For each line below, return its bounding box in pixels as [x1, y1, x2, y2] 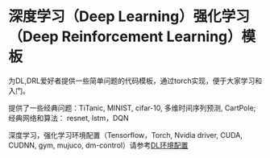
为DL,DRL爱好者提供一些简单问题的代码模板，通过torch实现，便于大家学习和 [8, 76, 263, 85]
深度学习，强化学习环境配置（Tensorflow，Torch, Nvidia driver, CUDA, [8, 130, 243, 139]
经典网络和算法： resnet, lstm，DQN [8, 113, 129, 123]
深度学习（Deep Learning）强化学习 [8, 7, 250, 26]
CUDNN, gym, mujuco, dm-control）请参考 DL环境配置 [8, 140, 189, 150]
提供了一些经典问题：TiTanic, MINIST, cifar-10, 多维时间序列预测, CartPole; [8, 102, 256, 113]
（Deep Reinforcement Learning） [8, 27, 242, 46]
